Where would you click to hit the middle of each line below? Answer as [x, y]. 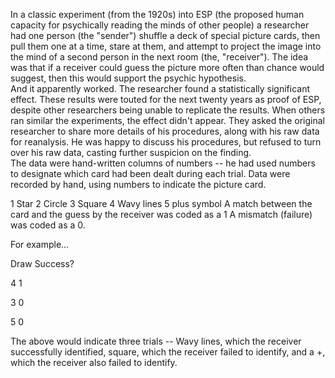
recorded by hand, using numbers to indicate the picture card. [138, 184]
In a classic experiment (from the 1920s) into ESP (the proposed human [157, 14]
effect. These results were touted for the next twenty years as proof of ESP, [166, 99]
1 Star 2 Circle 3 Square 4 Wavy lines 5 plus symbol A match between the [161, 203]
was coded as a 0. [48, 225]
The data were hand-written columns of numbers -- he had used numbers [163, 163]
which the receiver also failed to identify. [94, 362]
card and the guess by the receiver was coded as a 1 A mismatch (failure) [161, 214]
